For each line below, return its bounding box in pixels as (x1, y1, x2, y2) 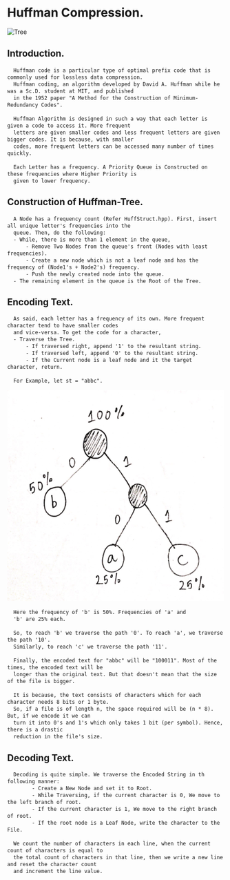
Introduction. (7, 48, 65, 59)
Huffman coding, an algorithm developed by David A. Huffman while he (13, 81, 220, 88)
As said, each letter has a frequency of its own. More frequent (13, 316, 205, 323)
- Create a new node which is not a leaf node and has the (25, 257, 198, 264)
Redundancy (7, 102, 39, 108)
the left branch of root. (7, 798, 81, 805)
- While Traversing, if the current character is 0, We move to (32, 792, 220, 798)
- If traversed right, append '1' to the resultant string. (25, 343, 202, 350)
